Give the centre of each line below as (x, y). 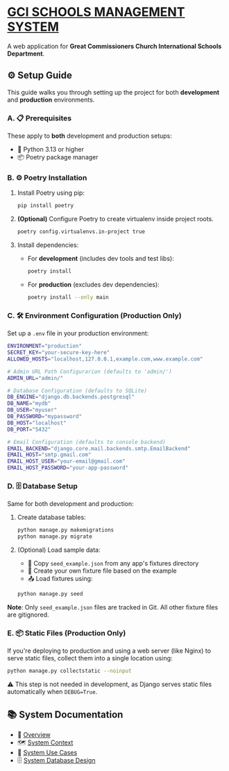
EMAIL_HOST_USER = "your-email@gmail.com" (67, 461)
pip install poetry (45, 206)
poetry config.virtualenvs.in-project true (81, 232)
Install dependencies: (48, 245)
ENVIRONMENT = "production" (44, 346)
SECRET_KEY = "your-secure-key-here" (59, 353)
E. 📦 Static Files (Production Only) (67, 633)
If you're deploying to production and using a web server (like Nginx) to (109, 651)
